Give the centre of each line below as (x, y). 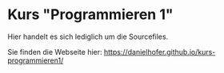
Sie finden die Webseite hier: (55, 52)
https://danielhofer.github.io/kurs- (160, 52)
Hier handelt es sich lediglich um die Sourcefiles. (88, 36)
